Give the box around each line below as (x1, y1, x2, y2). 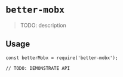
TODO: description (20, 21, 67, 29)
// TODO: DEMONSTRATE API (5, 65, 70, 71)
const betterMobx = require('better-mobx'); (5, 55, 118, 61)
